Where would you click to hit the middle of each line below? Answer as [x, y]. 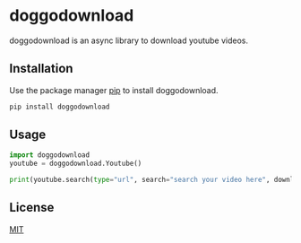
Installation [41, 69]
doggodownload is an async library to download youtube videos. [129, 40]
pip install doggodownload [60, 107]
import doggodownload [50, 155]
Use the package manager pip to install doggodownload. [114, 90]
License [32, 208]
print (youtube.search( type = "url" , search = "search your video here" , [140, 180]
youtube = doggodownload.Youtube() [76, 164]
